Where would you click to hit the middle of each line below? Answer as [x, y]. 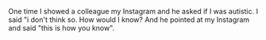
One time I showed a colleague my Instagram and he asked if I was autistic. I [133, 11]
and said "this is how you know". [62, 28]
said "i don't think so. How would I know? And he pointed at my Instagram [129, 20]
